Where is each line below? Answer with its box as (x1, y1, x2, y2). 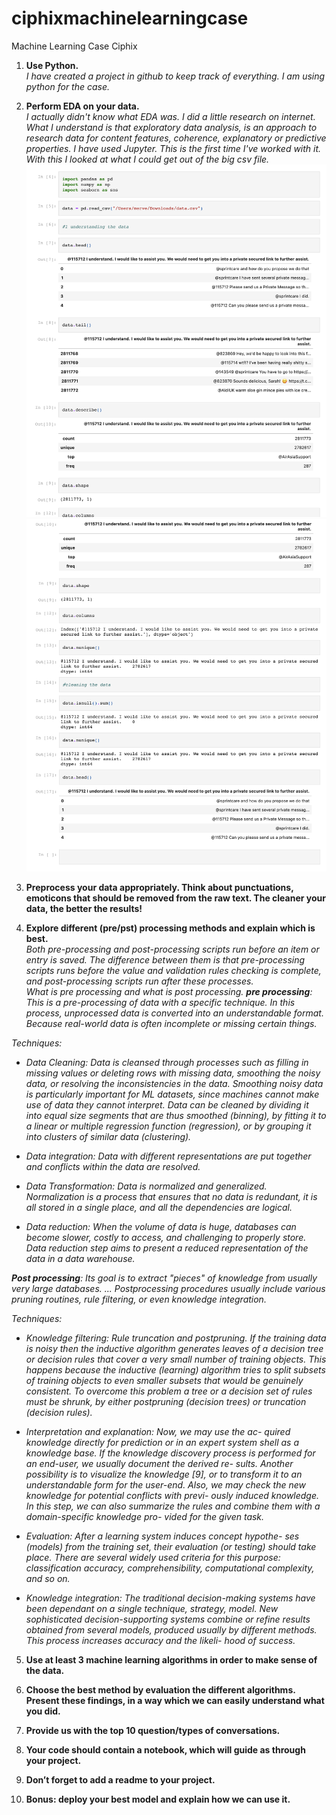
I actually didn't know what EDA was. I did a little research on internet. (25, 110, 316, 122)
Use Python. (25, 59, 79, 71)
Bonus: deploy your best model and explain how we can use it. (25, 1793, 291, 1805)
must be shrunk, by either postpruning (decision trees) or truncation (25, 1395, 307, 1407)
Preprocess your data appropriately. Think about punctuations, (25, 881, 294, 893)
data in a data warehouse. (25, 1252, 136, 1264)
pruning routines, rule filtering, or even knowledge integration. (11, 1293, 267, 1305)
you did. (25, 1705, 61, 1717)
